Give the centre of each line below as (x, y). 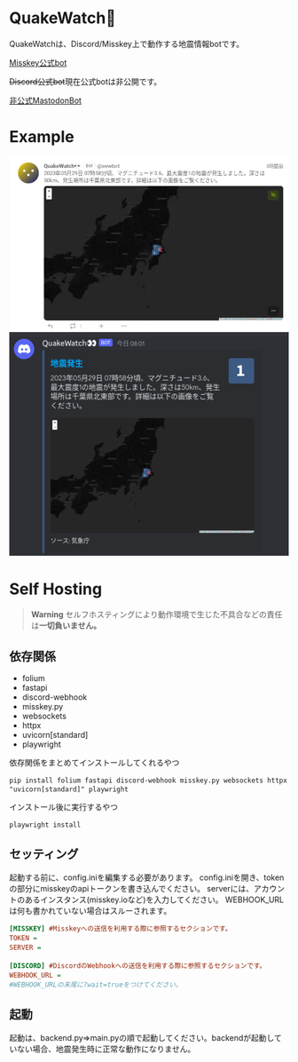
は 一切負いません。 (66, 626)
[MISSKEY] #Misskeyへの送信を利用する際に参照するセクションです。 (121, 928)
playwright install (45, 825)
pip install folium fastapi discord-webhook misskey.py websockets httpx (149, 781)
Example (42, 137)
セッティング (44, 855)
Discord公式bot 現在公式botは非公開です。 (86, 81)
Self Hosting (56, 589)
